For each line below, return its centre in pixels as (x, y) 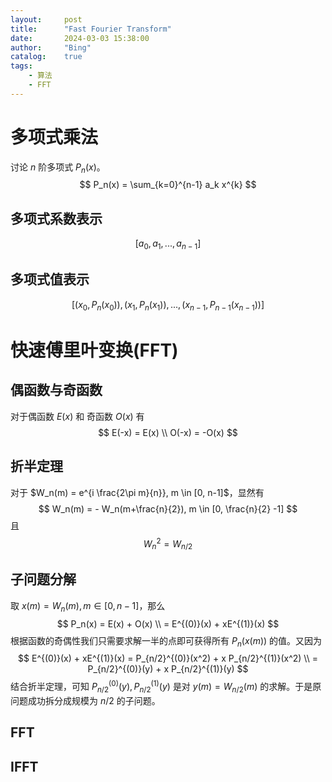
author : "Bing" (51, 47)
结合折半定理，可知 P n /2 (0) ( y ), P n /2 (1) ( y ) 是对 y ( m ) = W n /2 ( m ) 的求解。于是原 (166, 687)
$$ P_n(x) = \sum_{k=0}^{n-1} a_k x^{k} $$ (168, 185)
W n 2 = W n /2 (168, 543)
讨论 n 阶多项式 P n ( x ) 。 (58, 168)
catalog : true (46, 57)
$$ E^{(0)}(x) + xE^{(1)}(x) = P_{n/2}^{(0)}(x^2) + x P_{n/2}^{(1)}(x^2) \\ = (168, 658)
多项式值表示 (50, 279)
